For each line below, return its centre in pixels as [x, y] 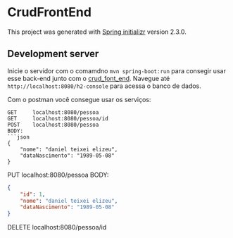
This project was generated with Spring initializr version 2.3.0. [97, 32]
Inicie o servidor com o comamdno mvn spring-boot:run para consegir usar [117, 70]
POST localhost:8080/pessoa [53, 125]
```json [19, 137]
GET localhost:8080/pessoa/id [58, 118]
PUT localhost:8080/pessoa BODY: [58, 175]
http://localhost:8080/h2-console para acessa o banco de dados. [105, 86]
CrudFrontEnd [49, 12]
